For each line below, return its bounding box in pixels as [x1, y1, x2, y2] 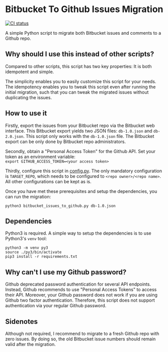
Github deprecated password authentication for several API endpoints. [5, 281, 151, 288]
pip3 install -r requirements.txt [5, 254, 78, 259]
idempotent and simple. [5, 68, 54, 75]
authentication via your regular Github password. [5, 303, 107, 309]
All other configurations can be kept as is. [5, 178, 92, 184]
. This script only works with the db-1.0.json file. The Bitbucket [23, 133, 154, 139]
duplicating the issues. [5, 94, 52, 100]
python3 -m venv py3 [5, 245, 49, 250]
